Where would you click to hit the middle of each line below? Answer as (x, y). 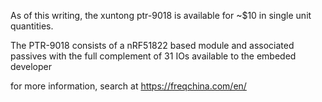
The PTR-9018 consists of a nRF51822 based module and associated (152, 45)
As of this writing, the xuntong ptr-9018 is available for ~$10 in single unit (161, 15)
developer (31, 66)
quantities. (32, 26)
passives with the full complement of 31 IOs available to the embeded (153, 56)
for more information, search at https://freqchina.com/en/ (128, 86)
